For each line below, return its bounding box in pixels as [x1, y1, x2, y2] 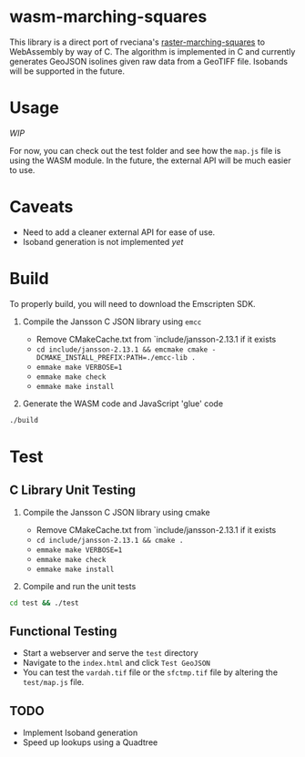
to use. [9, 164, 36, 175]
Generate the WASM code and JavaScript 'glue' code [22, 398, 224, 409]
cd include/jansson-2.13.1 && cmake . [36, 536, 184, 545]
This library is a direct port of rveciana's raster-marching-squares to [9, 36, 266, 47]
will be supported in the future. [9, 66, 126, 77]
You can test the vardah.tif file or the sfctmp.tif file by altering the [22, 667, 279, 678]
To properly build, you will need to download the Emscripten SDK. [9, 298, 257, 309]
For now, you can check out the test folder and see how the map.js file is [9, 145, 281, 156]
